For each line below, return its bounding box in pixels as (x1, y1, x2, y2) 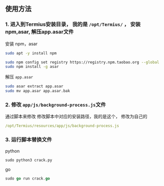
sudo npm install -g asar (5, 64, 59, 69)
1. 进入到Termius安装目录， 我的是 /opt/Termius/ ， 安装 (5, 21, 141, 28)
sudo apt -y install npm (5, 50, 57, 56)
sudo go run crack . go (5, 176, 50, 181)
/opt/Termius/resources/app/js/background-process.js (5, 124, 120, 129)
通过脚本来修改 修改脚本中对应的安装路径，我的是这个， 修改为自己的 (5, 114, 148, 120)
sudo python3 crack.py (5, 158, 52, 163)
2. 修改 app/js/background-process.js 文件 (5, 101, 106, 108)
